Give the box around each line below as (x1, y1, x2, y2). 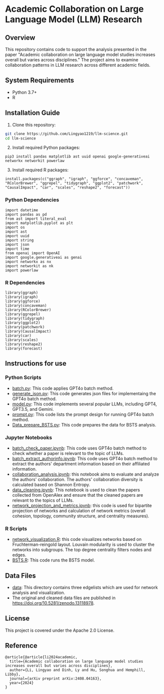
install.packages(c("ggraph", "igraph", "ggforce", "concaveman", (5, 177, 143, 182)
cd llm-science (5, 136, 36, 141)
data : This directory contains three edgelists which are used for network (12, 585, 158, 590)
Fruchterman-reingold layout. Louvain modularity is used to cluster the (12, 541, 155, 548)
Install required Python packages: (12, 145, 80, 151)
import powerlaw (5, 267, 38, 273)
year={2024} (9, 680, 34, 685)
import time (5, 246, 29, 251)
